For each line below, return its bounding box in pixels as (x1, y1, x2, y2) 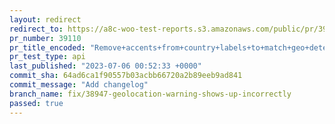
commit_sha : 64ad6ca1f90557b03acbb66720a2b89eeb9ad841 (9, 71, 243, 81)
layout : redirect (9, 14, 82, 25)
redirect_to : (9, 24, 64, 34)
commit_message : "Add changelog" (9, 80, 149, 90)
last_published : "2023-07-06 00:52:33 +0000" (9, 61, 202, 71)
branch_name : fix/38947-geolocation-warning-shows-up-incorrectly (9, 89, 292, 99)
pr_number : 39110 (9, 33, 82, 43)
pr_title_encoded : (9, 42, 86, 53)
